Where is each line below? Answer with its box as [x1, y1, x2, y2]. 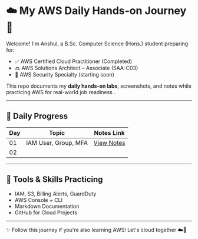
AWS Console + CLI [14, 196, 63, 203]
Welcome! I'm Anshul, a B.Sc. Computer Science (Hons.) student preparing [6, 40, 189, 47]
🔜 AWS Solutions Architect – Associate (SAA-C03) [14, 64, 138, 71]
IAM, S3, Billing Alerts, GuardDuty [14, 190, 97, 197]
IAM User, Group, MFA [26, 138, 88, 147]
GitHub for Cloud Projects [14, 209, 78, 216]
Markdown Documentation [14, 203, 80, 210]
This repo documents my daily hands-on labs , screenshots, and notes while [6, 82, 192, 89]
